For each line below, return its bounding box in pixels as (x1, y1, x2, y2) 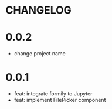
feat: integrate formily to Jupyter (13, 90, 93, 97)
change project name (13, 50, 66, 57)
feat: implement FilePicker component (13, 97, 106, 104)
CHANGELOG (5, 4, 72, 17)
